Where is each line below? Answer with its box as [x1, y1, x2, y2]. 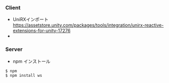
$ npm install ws [5, 73, 43, 78]
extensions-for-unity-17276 [12, 28, 71, 34]
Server [5, 46, 23, 53]
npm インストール [12, 58, 51, 64]
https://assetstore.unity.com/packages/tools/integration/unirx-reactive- [12, 22, 164, 28]
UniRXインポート [12, 16, 49, 23]
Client [5, 4, 20, 11]
